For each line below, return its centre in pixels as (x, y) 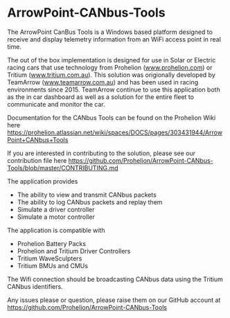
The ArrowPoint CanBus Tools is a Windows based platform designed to (110, 32)
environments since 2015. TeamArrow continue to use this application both (114, 89)
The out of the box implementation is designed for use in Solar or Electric (112, 60)
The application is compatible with (56, 230)
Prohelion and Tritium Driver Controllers (74, 251)
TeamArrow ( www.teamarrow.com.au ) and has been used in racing (103, 82)
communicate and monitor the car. (56, 104)
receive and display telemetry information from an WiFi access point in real (114, 39)
